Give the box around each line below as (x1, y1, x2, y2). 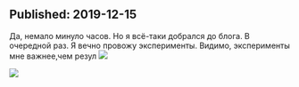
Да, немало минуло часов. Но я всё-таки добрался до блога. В (9, 30, 250, 41)
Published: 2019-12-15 (9, 7, 137, 22)
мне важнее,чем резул (9, 51, 97, 61)
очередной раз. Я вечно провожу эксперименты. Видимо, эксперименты (9, 40, 290, 51)
